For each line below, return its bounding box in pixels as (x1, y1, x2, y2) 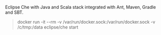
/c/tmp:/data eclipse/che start (17, 24, 78, 30)
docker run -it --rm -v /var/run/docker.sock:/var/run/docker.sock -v (17, 19, 156, 25)
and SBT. (5, 9, 24, 15)
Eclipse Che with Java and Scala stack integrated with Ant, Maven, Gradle (5, 4, 156, 10)
